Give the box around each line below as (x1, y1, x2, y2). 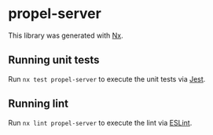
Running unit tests (8, 53, 100, 67)
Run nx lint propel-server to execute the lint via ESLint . (8, 118, 193, 127)
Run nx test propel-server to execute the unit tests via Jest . (8, 74, 206, 83)
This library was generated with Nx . (8, 31, 123, 40)
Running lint (8, 97, 69, 111)
